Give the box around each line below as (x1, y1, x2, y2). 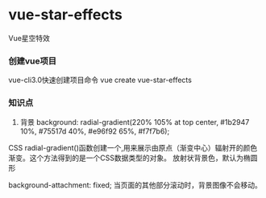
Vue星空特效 (8, 33, 51, 43)
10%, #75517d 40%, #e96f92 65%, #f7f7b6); (19, 126, 170, 136)
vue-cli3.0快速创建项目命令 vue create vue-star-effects (8, 75, 192, 85)
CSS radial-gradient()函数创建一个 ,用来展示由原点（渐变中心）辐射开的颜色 (8, 142, 258, 152)
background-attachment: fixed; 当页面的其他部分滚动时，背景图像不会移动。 (8, 179, 262, 190)
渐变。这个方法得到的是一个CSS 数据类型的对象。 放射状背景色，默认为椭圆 (8, 153, 258, 163)
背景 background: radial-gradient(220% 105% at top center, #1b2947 (19, 117, 250, 126)
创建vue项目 (8, 55, 57, 66)
